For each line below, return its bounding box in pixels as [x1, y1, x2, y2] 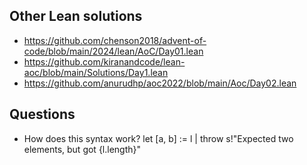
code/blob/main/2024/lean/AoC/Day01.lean [23, 45, 204, 57]
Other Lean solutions [9, 8, 143, 25]
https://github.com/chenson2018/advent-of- [23, 34, 207, 46]
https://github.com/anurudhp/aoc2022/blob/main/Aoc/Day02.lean [23, 77, 297, 89]
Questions [9, 106, 76, 123]
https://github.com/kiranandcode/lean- [23, 55, 186, 68]
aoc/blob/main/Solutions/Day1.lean [23, 66, 169, 78]
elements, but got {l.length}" [23, 143, 142, 155]
